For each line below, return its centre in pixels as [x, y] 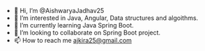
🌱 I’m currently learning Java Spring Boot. [74, 25]
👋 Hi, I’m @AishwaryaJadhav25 [59, 11]
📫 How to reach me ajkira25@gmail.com [73, 40]
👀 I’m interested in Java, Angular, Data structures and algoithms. [106, 18]
